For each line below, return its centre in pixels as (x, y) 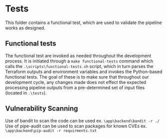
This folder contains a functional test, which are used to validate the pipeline (83, 22)
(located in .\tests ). (26, 92)
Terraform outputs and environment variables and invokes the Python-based (84, 71)
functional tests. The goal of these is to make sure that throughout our (77, 77)
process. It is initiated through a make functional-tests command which (79, 61)
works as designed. (25, 27)
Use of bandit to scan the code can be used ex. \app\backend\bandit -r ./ (82, 120)
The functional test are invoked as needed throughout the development (78, 55)
